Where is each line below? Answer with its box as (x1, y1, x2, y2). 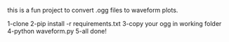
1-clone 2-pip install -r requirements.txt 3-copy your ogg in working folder (7, 20, 222, 27)
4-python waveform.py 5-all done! (7, 27, 107, 35)
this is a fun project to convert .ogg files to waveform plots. (7, 6, 178, 14)
